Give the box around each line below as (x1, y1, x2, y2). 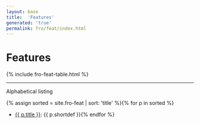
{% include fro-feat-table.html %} (6, 71, 89, 78)
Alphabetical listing (6, 88, 53, 95)
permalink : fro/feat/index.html (6, 25, 86, 32)
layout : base (6, 8, 39, 15)
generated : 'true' (6, 20, 52, 26)
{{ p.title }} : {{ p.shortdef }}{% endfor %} (14, 111, 115, 118)
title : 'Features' (6, 14, 55, 20)
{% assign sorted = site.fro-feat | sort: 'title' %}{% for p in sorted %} (6, 100, 174, 107)
